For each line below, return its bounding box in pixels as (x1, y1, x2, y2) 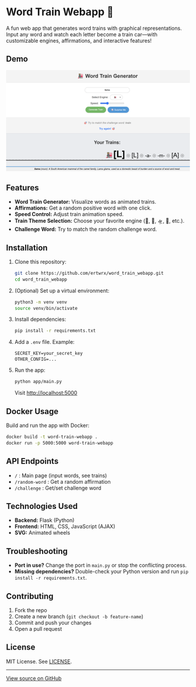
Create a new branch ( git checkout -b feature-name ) (14, 613, 143, 620)
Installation (6, 242, 48, 252)
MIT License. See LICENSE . (6, 658, 72, 665)
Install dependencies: (14, 316, 66, 323)
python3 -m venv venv (14, 299, 68, 305)
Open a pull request (14, 626, 62, 633)
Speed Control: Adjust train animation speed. (14, 211, 124, 218)
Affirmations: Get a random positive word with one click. (14, 204, 152, 211)
